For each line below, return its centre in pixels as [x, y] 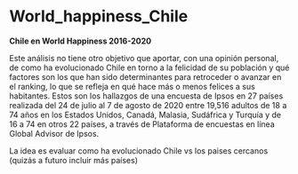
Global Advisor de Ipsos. [54, 133]
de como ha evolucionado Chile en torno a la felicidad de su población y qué [149, 67]
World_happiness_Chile [99, 16]
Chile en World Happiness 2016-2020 [81, 41]
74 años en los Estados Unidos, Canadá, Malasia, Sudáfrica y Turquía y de [145, 115]
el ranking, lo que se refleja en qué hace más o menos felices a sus [132, 86]
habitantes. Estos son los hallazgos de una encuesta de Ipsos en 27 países [146, 96]
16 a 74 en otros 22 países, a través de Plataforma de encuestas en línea [142, 124]
